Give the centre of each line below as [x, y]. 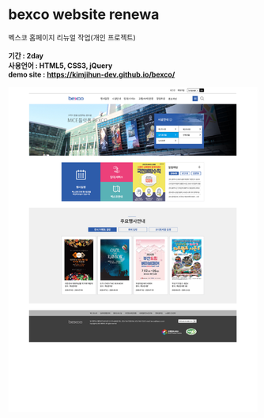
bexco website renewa [84, 15]
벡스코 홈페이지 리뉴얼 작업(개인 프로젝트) [72, 37]
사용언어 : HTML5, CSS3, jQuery [60, 66]
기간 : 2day [26, 55]
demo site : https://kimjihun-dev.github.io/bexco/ [92, 74]
